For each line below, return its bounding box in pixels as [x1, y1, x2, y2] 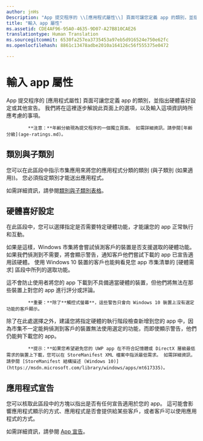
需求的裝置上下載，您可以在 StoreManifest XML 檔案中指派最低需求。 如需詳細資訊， [6, 352, 195, 358]
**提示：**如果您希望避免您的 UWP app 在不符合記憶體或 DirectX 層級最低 [28, 346, 196, 352]
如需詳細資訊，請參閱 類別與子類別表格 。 [6, 186, 107, 194]
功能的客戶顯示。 [6, 306, 43, 313]
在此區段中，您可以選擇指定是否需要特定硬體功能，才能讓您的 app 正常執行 [6, 223, 193, 230]
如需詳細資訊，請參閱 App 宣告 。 [6, 428, 89, 435]
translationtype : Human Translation [6, 31, 98, 37]
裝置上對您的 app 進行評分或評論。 [11, 287, 98, 294]
